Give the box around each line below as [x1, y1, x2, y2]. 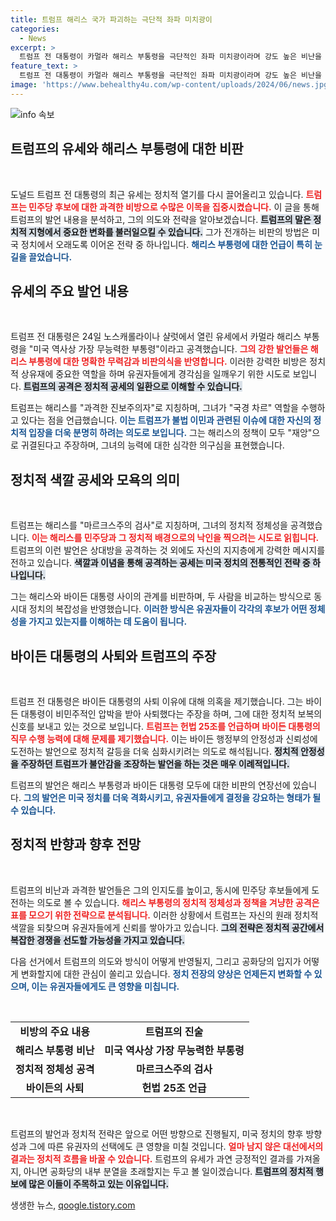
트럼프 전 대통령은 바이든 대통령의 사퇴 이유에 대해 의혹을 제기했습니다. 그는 [10, 696, 304, 707]
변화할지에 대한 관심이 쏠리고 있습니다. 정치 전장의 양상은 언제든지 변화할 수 [20, 967, 313, 980]
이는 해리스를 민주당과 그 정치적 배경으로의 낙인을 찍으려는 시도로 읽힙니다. [31, 532, 320, 544]
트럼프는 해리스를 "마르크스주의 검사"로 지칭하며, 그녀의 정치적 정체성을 [10, 519, 288, 531]
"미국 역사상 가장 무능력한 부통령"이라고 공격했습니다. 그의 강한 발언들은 [28, 343, 309, 355]
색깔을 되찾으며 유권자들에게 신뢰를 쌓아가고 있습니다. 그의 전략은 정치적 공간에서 [10, 921, 325, 933]
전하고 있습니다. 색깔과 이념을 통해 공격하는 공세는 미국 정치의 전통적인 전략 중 [10, 557, 311, 569]
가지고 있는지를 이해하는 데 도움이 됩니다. [28, 616, 188, 628]
